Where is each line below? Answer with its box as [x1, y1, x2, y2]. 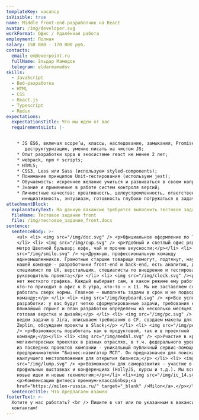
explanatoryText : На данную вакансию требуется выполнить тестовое [11, 206, 182, 212]
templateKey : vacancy [6, 8, 60, 15]
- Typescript [11, 102, 44, 109]
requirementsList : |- [11, 125, 65, 131]
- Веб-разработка [11, 81, 54, 87]
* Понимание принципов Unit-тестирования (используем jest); [17, 173, 171, 180]
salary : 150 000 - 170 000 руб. [6, 42, 86, 48]
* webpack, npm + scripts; [17, 157, 84, 163]
